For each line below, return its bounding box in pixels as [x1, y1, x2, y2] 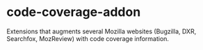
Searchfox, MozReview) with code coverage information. [6, 34, 170, 42]
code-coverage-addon [6, 4, 141, 20]
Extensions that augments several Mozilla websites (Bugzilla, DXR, [6, 27, 197, 35]
